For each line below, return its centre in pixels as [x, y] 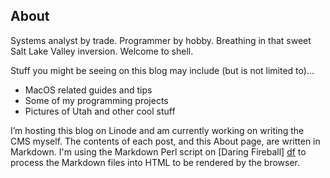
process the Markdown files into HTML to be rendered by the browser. [155, 162]
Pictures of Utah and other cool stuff [100, 111]
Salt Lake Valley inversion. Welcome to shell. [102, 51]
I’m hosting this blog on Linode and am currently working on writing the [157, 130]
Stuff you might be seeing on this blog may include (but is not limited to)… [162, 70]
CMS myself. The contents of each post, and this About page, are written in [165, 141]
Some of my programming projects [96, 100]
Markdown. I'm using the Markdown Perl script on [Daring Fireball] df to [158, 151]
